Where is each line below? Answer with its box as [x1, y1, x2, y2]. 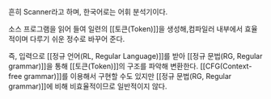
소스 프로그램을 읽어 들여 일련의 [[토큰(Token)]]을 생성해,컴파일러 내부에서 [8, 24, 243, 34]
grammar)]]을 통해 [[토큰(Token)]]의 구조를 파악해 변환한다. [8, 61, 199, 71]
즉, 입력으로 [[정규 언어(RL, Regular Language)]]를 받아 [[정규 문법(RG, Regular [8, 52, 263, 60]
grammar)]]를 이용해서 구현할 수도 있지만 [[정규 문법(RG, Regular [23, 72, 232, 80]
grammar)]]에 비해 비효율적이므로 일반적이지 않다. [8, 81, 167, 91]
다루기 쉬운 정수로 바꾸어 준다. [29, 35, 125, 43]
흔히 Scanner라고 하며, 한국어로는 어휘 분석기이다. [8, 7, 168, 16]
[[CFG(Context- [200, 61, 252, 71]
